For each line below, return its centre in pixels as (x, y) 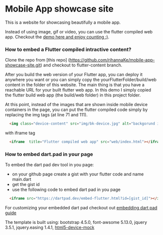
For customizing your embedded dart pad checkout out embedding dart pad (81, 208)
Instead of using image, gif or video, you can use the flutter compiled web (79, 31)
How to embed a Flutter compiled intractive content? (68, 49)
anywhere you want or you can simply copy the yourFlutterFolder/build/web (81, 80)
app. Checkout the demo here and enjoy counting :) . (57, 37)
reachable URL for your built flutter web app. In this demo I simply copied (78, 90)
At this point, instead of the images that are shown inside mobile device (76, 105)
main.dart (22, 179)
